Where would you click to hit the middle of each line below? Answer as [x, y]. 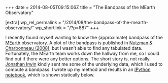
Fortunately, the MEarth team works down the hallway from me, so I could [82, 53]
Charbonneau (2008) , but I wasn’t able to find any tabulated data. [74, 48]
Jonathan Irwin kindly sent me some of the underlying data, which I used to [84, 64]
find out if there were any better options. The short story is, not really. [78, 59]
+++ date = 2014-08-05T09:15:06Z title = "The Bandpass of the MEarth [80, 7]
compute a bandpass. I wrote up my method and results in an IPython [78, 69]
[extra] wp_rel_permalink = [33, 22]
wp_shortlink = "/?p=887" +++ [67, 28]
